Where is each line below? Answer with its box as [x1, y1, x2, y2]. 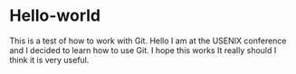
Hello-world [9, 5, 101, 26]
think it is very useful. [9, 54, 90, 65]
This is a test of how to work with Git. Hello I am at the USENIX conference [9, 35, 287, 46]
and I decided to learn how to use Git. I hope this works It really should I [9, 44, 277, 55]
